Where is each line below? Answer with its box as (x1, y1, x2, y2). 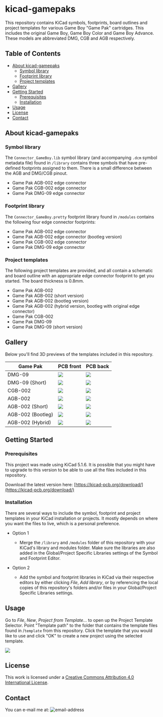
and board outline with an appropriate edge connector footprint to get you (5, 273, 154, 279)
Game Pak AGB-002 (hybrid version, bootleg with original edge (12, 303, 140, 309)
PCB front (58, 363, 82, 370)
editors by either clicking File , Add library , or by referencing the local (19, 579, 158, 585)
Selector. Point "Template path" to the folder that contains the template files (5, 622, 158, 628)
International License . (5, 680, 49, 686)
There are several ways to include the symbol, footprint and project (5, 510, 141, 516)
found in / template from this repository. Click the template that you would (5, 627, 153, 634)
